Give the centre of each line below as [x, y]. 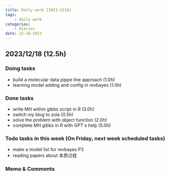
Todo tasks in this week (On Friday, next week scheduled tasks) [85, 138]
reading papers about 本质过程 [45, 156]
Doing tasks [20, 68]
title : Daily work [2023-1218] [38, 10]
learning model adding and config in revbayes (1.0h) [67, 85]
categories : [18, 24]
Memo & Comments [30, 169]
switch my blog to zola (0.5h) [43, 114]
